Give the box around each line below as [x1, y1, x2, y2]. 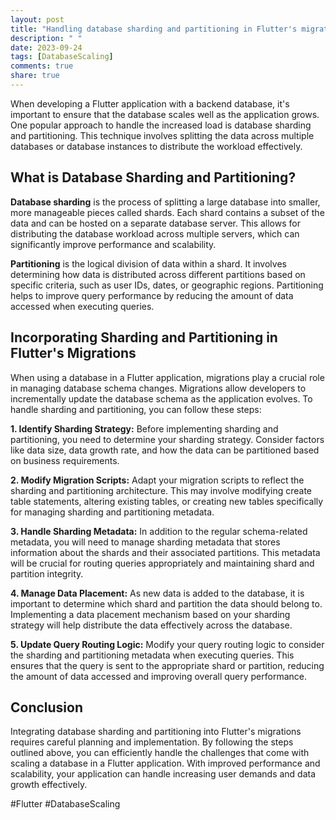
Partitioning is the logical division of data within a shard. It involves [10, 257, 287, 270]
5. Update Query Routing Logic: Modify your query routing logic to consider [10, 638, 325, 650]
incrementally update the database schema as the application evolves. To [10, 392, 313, 405]
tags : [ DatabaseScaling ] [10, 52, 114, 62]
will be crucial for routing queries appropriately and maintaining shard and [10, 557, 315, 569]
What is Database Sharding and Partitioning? [10, 169, 297, 186]
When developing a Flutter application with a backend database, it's [10, 97, 290, 110]
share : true [10, 71, 60, 81]
